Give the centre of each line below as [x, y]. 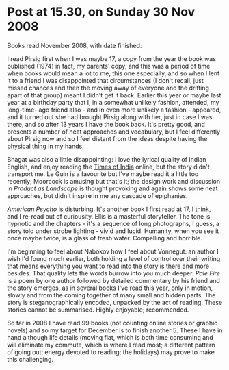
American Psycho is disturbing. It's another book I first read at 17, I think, [109, 209]
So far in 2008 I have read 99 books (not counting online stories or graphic [112, 323]
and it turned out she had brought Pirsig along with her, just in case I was [110, 116]
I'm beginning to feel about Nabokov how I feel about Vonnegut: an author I [113, 251]
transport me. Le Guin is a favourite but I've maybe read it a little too [103, 174]
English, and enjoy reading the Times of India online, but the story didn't [108, 166]
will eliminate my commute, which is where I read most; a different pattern [111, 345]
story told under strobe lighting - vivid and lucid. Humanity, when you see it [113, 231]
